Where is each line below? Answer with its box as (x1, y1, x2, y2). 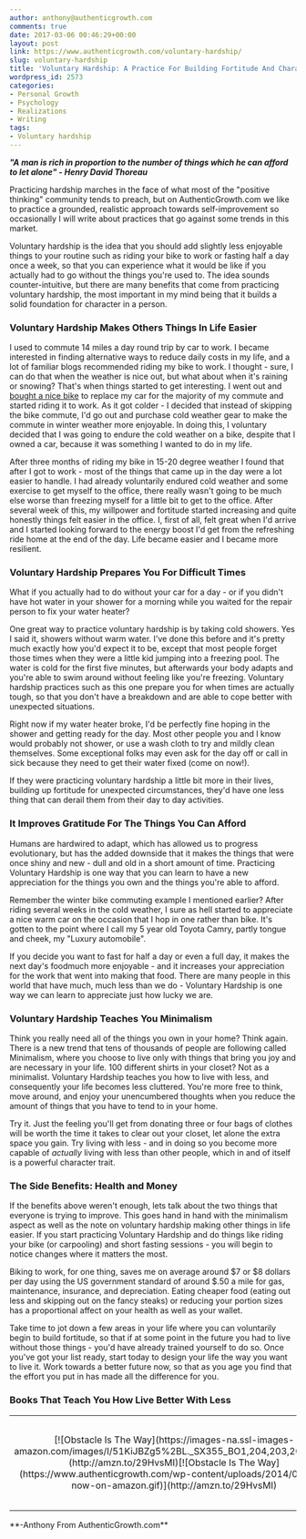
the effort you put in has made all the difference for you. (9, 1371, 219, 1382)
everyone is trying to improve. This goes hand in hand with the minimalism (9, 1210, 289, 1221)
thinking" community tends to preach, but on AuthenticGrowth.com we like (9, 193, 290, 205)
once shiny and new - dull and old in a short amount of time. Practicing (9, 857, 276, 868)
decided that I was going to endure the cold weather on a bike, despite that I (9, 429, 296, 440)
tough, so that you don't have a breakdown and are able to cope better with (9, 691, 293, 702)
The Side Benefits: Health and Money (9, 1179, 178, 1192)
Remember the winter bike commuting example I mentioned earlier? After (9, 894, 284, 905)
